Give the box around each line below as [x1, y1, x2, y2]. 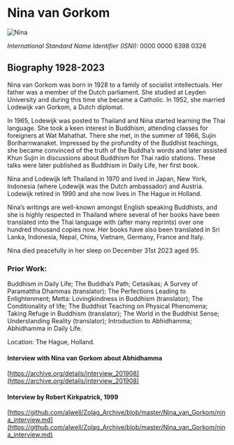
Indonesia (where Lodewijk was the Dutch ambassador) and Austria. [7, 182, 204, 190]
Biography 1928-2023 [7, 62, 105, 74]
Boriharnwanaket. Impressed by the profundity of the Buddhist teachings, [7, 139, 219, 147]
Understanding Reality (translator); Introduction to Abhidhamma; [7, 317, 192, 325]
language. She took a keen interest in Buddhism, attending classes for [7, 124, 208, 132]
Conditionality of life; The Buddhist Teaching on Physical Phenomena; [7, 302, 208, 311]
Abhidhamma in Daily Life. [7, 324, 82, 333]
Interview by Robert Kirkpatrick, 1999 [7, 393, 119, 401]
